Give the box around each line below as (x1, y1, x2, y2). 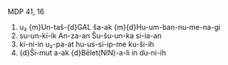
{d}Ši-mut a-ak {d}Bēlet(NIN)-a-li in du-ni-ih (19, 48, 167, 57)
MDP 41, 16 (7, 7, 45, 16)
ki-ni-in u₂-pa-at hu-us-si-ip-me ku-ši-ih (19, 39, 155, 49)
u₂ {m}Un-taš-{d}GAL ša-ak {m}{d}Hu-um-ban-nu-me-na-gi (19, 22, 221, 31)
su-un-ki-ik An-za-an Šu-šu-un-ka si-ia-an (19, 31, 162, 40)
